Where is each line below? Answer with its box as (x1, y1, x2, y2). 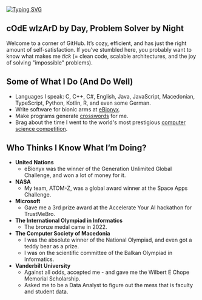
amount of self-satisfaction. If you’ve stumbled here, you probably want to (6, 46, 192, 53)
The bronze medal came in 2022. (24, 223, 107, 231)
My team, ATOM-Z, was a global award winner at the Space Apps (24, 184, 188, 192)
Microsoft (15, 198, 41, 205)
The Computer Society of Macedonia (15, 230, 110, 237)
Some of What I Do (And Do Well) (6, 77, 133, 87)
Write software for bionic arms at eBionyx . (15, 105, 121, 113)
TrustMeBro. (24, 211, 56, 218)
